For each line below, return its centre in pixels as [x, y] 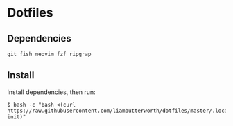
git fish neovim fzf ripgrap [49, 54]
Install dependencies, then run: [51, 92]
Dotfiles [30, 13]
